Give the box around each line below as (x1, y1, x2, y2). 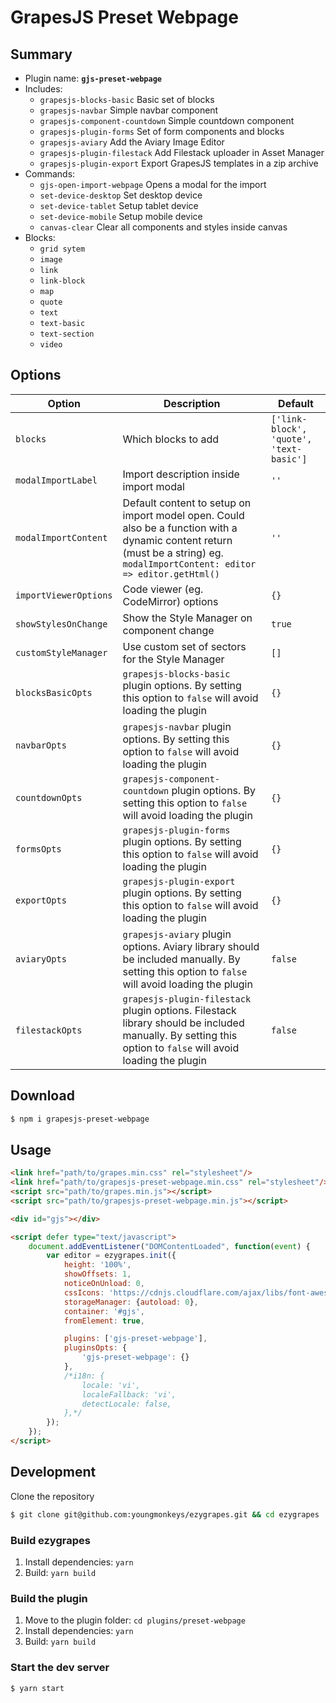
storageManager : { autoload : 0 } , (63, 1297, 199, 1307)
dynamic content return (122, 533, 233, 547)
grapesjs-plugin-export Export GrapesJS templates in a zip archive (39, 157, 319, 169)
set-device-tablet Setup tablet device (39, 200, 199, 211)
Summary (10, 46, 73, 63)
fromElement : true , (63, 1316, 145, 1326)
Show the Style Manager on (122, 611, 253, 625)
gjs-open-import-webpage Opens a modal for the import (39, 179, 267, 190)
